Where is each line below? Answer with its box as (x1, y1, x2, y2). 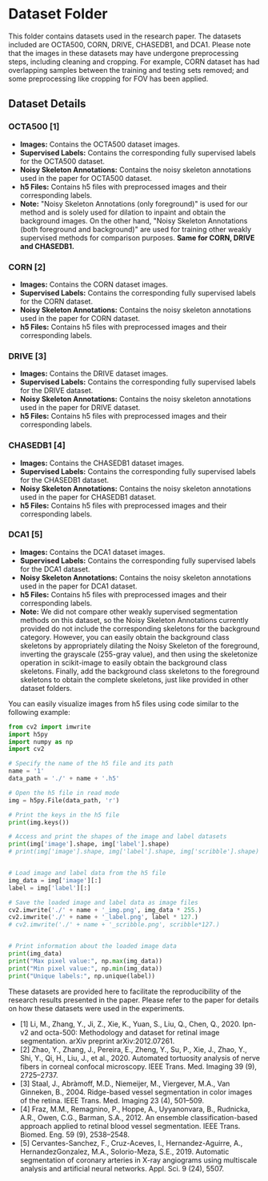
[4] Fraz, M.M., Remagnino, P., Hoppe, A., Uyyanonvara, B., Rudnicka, (19, 1104, 250, 1114)
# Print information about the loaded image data (8, 942, 178, 950)
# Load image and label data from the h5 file (8, 870, 166, 878)
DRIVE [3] (8, 350, 47, 361)
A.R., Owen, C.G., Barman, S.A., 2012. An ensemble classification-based (19, 1112, 258, 1122)
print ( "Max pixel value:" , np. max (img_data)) (8, 957, 162, 965)
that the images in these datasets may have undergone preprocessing (8, 48, 239, 58)
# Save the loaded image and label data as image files (8, 898, 198, 906)
